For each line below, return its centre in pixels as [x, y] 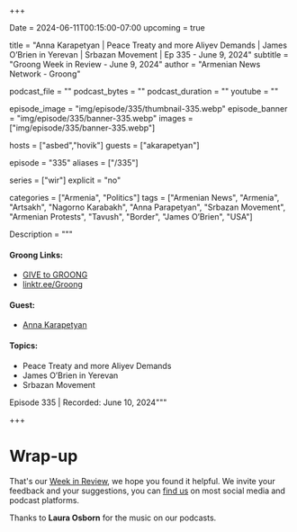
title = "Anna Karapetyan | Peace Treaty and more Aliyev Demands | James [148, 45]
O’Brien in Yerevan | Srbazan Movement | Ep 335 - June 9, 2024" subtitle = [149, 54]
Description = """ [41, 234]
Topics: [24, 346]
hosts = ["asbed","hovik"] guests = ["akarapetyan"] [104, 145]
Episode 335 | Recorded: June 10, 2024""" [88, 402]
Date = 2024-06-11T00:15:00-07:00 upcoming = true [107, 27]
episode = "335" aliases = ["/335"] [74, 162]
